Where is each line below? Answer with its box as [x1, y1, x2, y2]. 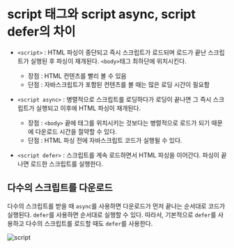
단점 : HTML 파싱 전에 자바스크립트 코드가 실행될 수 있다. [27, 136, 182, 144]
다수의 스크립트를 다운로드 [7, 182, 113, 194]
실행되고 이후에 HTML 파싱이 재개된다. [36, 104, 141, 112]
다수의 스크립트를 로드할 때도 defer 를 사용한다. [25, 219, 153, 227]
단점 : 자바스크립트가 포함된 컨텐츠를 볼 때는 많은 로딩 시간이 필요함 [27, 80, 210, 88]
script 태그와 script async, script [7, 6, 196, 22]
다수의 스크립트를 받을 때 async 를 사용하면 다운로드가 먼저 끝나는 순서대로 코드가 [7, 201, 226, 210]
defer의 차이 [7, 24, 76, 40]
